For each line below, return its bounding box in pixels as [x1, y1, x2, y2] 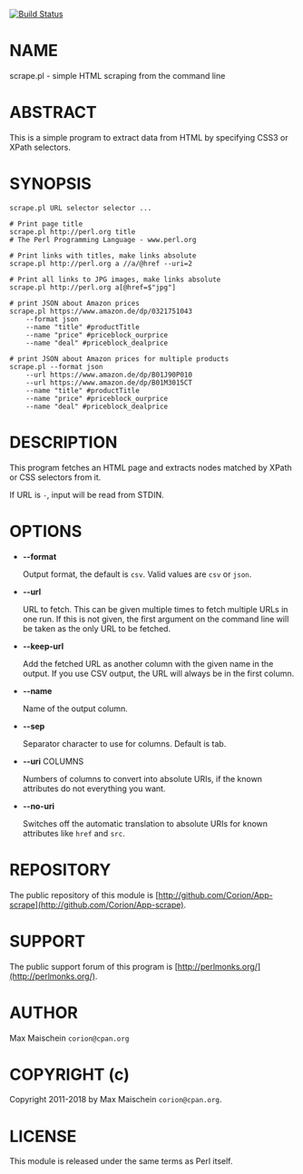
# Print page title [9, 219, 83, 229]
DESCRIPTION [9, 432, 118, 453]
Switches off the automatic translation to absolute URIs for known [22, 817, 269, 829]
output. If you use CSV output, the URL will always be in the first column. [22, 668, 295, 679]
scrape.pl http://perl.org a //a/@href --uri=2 [9, 259, 193, 268]
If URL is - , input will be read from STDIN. [9, 489, 165, 500]
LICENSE [9, 1126, 77, 1147]
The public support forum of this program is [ [9, 961, 179, 972]
